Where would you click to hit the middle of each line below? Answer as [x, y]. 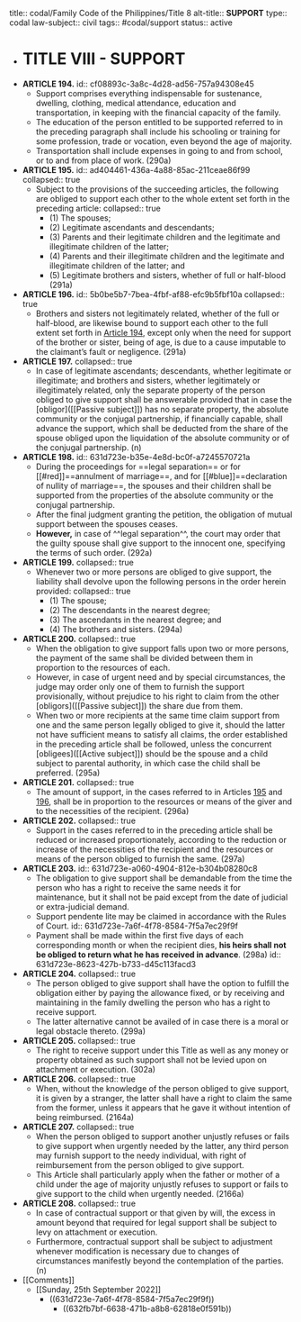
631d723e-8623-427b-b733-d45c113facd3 [115, 964]
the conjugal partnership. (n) [89, 447]
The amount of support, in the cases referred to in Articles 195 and [159, 792]
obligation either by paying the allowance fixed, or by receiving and [160, 992]
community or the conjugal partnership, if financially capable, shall [159, 419]
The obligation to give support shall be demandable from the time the [164, 878]
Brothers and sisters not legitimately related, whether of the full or [158, 313]
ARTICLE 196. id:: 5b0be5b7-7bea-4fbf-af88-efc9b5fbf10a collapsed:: [154, 294]
